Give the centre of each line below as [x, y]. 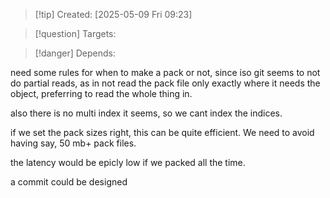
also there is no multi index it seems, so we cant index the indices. [146, 113]
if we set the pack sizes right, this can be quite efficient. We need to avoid [162, 132]
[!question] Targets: [75, 33]
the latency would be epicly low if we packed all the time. [128, 162]
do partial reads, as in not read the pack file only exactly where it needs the [165, 83]
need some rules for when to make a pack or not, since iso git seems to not [165, 72]
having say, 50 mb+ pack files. [73, 143]
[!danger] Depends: [75, 53]
